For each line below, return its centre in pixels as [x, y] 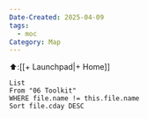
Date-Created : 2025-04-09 [56, 17]
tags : [19, 26]
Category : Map [35, 42]
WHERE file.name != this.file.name [74, 99]
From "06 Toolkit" [43, 91]
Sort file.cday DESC [47, 107]
